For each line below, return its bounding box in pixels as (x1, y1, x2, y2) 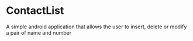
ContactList (6, 4, 64, 17)
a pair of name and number (6, 29, 72, 36)
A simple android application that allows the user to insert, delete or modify (6, 23, 187, 30)
